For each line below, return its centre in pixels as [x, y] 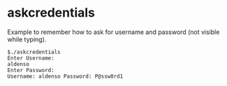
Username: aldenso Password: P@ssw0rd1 [65, 76]
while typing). [27, 39]
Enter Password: [31, 70]
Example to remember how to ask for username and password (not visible [113, 32]
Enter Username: [31, 58]
